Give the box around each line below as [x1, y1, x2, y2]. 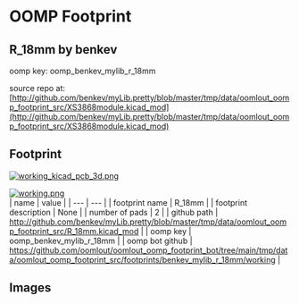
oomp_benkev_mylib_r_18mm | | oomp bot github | [9, 235, 194, 246]
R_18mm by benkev [9, 42, 118, 57]
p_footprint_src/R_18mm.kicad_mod [9, 225, 139, 236]
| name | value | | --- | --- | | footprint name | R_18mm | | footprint [9, 197, 248, 207]
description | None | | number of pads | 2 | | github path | [9, 207, 219, 217]
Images [9, 280, 52, 296]
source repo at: [9, 83, 65, 93]
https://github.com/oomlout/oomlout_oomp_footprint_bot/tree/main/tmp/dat [9, 244, 288, 256]
